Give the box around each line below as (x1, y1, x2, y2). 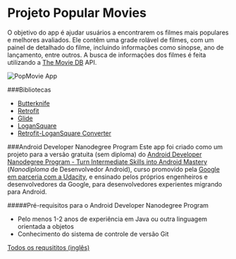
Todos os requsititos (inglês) (7, 243, 90, 251)
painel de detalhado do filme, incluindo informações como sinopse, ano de (7, 43, 224, 51)
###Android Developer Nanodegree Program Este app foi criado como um (7, 142, 223, 151)
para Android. (7, 187, 47, 196)
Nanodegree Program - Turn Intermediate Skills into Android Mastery (7, 157, 208, 166)
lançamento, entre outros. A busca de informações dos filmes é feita (7, 51, 206, 59)
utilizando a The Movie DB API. (7, 58, 97, 66)
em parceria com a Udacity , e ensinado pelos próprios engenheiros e (7, 172, 208, 181)
